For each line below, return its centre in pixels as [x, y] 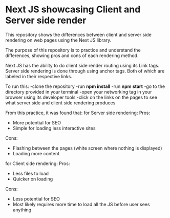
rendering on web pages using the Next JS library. [58, 40]
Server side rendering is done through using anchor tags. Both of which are [85, 71]
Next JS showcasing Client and [73, 10]
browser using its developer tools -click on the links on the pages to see [81, 97]
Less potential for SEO [36, 198]
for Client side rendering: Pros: [38, 164]
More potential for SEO [37, 122]
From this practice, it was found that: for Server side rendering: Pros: [78, 113]
